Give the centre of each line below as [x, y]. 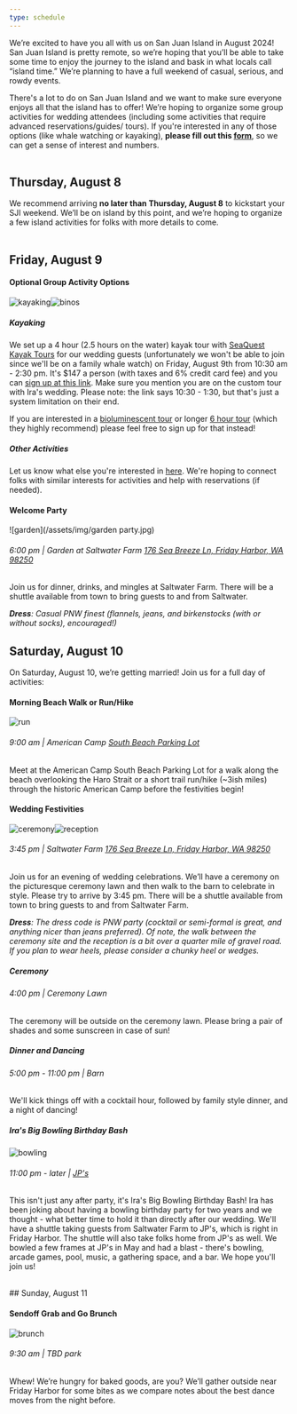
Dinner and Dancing [47, 1051]
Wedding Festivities [47, 809]
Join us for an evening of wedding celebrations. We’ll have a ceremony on [145, 877]
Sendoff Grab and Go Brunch [63, 1313]
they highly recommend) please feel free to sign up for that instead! [133, 428]
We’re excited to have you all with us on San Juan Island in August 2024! [142, 43]
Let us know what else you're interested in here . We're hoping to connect [143, 471]
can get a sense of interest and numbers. [84, 145]
